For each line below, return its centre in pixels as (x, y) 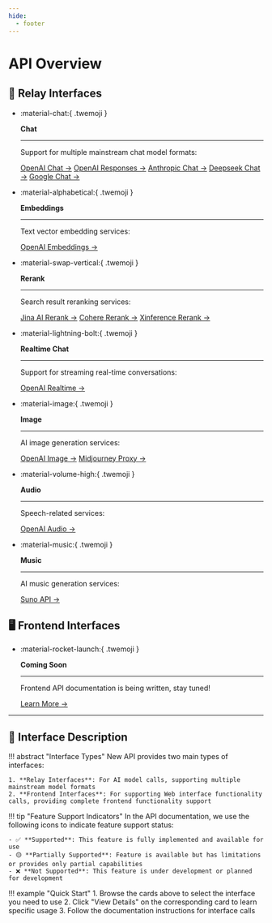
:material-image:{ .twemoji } (66, 403)
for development (36, 878)
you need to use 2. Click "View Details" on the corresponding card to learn (133, 902)
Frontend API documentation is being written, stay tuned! (115, 688)
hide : (17, 16)
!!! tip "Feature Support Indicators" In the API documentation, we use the (129, 817)
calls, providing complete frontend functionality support (110, 801)
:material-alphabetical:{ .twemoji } (76, 192)
